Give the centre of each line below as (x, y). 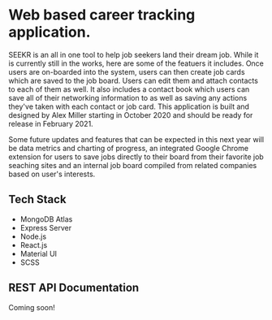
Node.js (33, 236)
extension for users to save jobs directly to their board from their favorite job (136, 157)
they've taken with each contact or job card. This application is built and (129, 106)
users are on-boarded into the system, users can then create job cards (127, 71)
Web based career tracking (102, 15)
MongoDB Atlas (46, 219)
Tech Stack (37, 199)
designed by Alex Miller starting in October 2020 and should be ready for (131, 115)
